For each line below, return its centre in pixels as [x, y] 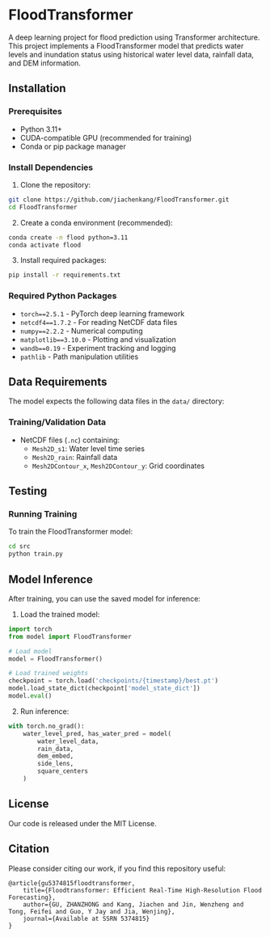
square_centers [63, 771]
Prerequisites [35, 112]
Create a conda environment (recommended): [97, 222]
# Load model [30, 651]
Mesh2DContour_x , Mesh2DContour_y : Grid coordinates [118, 466]
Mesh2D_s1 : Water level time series [89, 448]
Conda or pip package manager [73, 146]
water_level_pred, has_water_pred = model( [97, 733]
